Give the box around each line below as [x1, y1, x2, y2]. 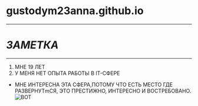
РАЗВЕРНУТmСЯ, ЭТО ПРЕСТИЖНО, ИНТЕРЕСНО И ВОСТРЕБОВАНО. [14, 87, 192, 94]
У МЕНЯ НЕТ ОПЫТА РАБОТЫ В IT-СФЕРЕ [14, 69, 120, 77]
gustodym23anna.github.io [6, 4, 144, 18]
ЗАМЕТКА [6, 38, 59, 52]
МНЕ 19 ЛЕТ [14, 63, 45, 70]
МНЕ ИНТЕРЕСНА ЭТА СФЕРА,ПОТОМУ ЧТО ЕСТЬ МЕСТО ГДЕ [14, 81, 173, 88]
